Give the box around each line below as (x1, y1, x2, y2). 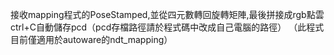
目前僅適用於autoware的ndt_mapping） (10, 34, 173, 45)
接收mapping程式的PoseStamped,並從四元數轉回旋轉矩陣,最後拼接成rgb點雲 (10, 9, 325, 20)
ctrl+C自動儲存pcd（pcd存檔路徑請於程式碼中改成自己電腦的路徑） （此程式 (10, 21, 325, 33)
